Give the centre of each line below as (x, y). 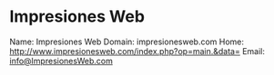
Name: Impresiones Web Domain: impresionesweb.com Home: (127, 42)
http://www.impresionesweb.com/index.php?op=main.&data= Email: (137, 51)
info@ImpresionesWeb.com (61, 61)
